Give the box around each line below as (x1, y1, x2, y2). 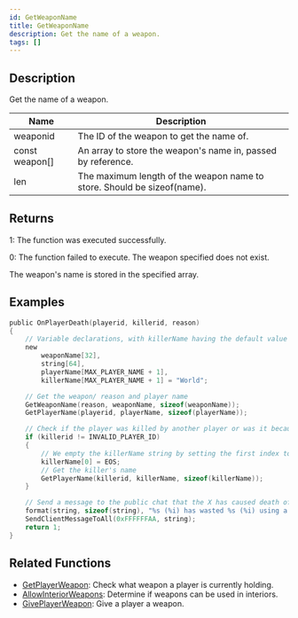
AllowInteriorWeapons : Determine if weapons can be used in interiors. (21, 589, 278, 599)
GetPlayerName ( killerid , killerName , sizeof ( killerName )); (41, 473, 264, 483)
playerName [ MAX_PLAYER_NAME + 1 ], (41, 367, 169, 377)
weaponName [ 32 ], (41, 351, 101, 360)
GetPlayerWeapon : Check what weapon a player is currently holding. (21, 579, 274, 590)
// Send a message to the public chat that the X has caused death (25, 498, 279, 507)
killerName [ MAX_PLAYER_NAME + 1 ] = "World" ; (41, 376, 208, 385)
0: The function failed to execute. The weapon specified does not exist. (9, 252, 270, 262)
